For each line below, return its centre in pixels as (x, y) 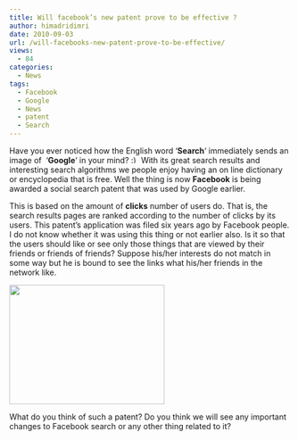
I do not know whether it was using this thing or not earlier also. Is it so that (147, 234)
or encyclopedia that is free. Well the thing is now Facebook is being (135, 179)
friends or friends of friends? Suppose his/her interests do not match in (140, 253)
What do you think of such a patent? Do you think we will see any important (148, 417)
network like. (33, 272)
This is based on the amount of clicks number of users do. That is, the (139, 206)
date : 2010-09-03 (41, 34)
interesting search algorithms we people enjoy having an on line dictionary (146, 170)
